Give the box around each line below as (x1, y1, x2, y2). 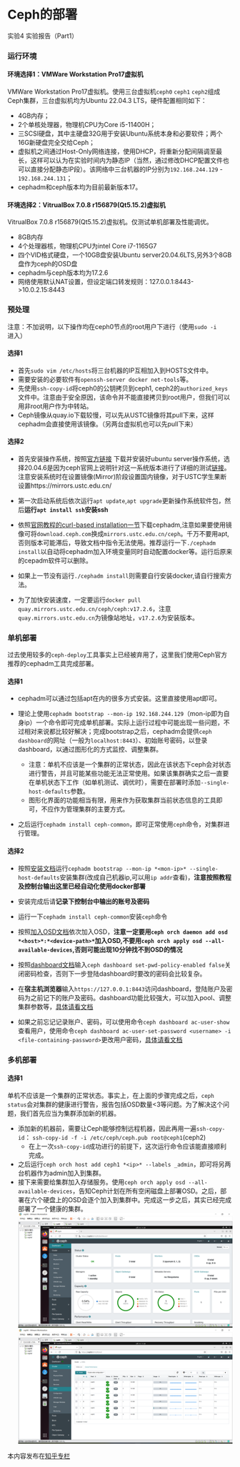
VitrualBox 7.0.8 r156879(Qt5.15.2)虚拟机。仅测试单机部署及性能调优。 (7, 218, 213, 226)
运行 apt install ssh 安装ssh (24, 505, 109, 514)
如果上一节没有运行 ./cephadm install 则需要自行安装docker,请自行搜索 (17, 571, 226, 580)
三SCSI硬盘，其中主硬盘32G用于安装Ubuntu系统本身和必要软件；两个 (17, 129, 223, 138)
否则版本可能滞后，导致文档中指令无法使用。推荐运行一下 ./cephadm (17, 538, 216, 547)
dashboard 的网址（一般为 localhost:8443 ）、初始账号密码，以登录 (17, 736, 208, 745)
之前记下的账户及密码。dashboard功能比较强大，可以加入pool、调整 (30, 993, 232, 1002)
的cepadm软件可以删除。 (17, 556, 93, 565)
